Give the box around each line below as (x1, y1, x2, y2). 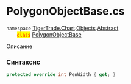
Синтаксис (6, 58, 41, 66)
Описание (6, 43, 32, 50)
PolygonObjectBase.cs (6, 4, 125, 18)
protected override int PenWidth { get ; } (6, 72, 116, 78)
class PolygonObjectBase (16, 30, 82, 38)
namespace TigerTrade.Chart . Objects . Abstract (6, 24, 119, 32)
